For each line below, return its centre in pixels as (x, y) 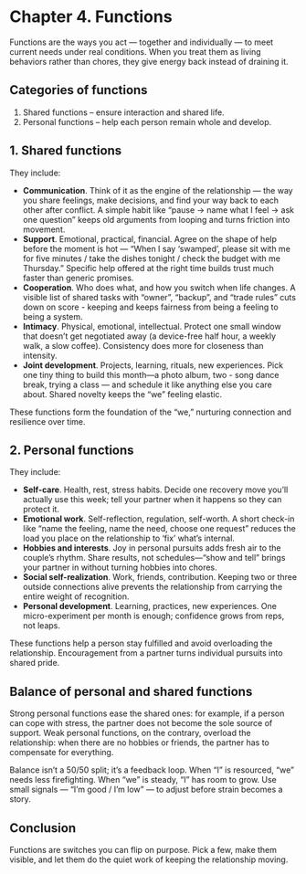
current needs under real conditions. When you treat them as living (136, 51)
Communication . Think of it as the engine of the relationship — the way (158, 190)
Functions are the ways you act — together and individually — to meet (142, 42)
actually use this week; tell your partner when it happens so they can (152, 500)
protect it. (41, 510)
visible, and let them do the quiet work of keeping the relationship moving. (149, 859)
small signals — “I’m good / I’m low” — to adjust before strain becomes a (146, 790)
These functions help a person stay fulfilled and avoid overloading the (141, 643)
